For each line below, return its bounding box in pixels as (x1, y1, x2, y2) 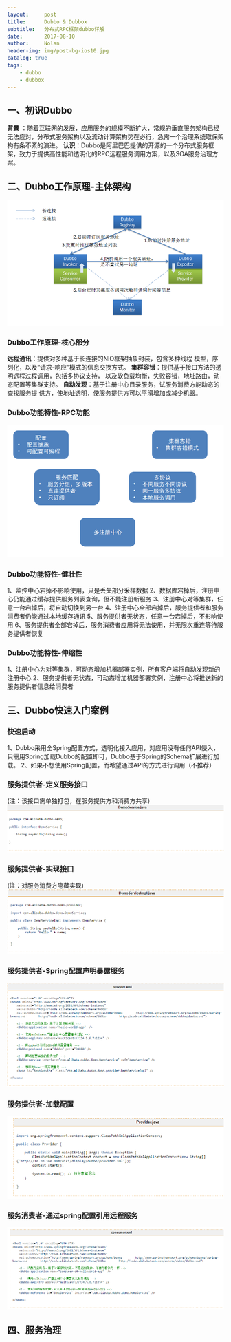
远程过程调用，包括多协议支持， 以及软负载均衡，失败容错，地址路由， (12, 372, 214, 380)
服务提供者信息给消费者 (7, 682, 74, 691)
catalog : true (7, 55, 48, 62)
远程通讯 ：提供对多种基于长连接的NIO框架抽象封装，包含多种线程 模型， (7, 354, 212, 363)
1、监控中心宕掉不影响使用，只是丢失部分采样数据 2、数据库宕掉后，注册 (7, 586, 214, 595)
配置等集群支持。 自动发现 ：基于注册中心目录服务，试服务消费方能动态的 (12, 381, 220, 389)
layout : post (7, 11, 57, 18)
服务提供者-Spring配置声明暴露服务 (7, 966, 125, 976)
